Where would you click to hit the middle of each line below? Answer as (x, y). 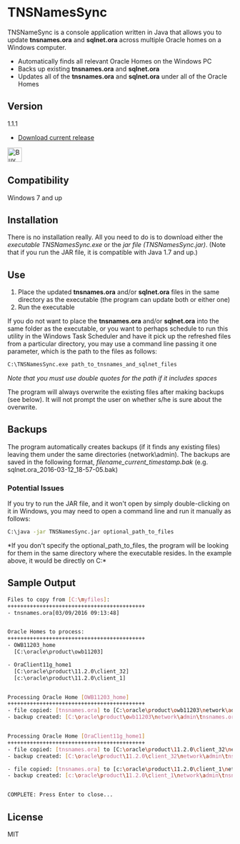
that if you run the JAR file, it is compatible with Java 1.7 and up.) (102, 252)
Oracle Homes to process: (46, 632)
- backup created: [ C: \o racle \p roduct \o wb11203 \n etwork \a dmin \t (105, 717)
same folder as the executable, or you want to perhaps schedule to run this (118, 328)
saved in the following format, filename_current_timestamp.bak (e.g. (108, 462)
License (25, 817)
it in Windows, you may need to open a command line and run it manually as (119, 511)
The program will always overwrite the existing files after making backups (116, 392)
